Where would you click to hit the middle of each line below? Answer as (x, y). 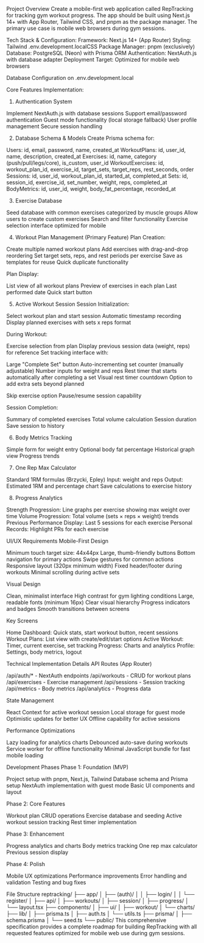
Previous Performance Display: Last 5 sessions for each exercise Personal (100, 522)
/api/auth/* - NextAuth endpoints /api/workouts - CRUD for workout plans (99, 676)
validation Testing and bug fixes (46, 882)
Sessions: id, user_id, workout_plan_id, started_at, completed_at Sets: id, (97, 176)
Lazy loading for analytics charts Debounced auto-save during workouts (97, 742)
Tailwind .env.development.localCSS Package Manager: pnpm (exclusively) (101, 46)
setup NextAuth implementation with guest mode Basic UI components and (100, 786)
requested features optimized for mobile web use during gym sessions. (96, 933)
